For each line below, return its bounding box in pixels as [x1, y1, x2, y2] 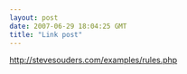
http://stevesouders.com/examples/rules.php [9, 55, 178, 66]
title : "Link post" [9, 30, 83, 39]
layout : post [9, 13, 59, 23]
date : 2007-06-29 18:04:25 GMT [9, 22, 127, 31]
